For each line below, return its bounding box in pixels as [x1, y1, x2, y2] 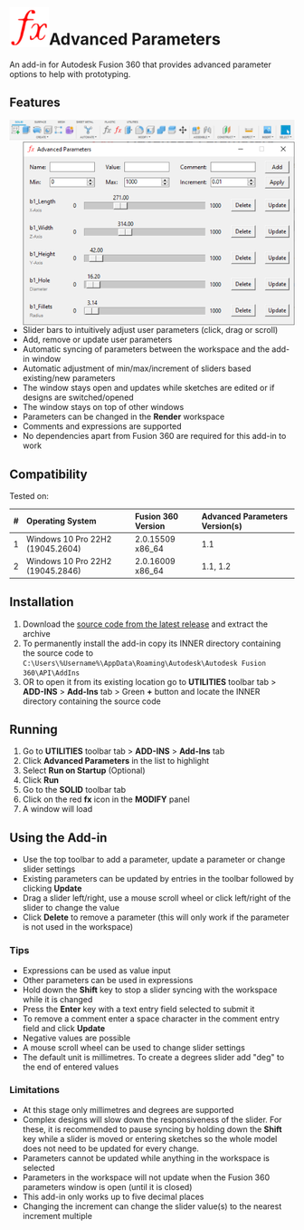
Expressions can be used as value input [22, 964, 171, 976]
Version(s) [201, 520, 242, 532]
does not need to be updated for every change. [22, 1143, 199, 1154]
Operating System [26, 515, 97, 527]
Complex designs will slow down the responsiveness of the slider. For [22, 1114, 282, 1125]
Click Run [22, 775, 60, 786]
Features [9, 95, 61, 111]
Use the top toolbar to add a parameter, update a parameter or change [22, 854, 286, 865]
